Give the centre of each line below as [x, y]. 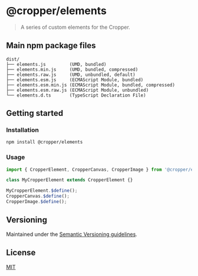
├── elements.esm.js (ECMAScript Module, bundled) [75, 80]
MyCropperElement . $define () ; [42, 191]
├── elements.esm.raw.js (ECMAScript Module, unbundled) [77, 90]
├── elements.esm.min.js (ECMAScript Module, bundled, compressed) [91, 85]
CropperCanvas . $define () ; [38, 196]
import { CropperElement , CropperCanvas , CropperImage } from [84, 169]
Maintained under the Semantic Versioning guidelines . [72, 234]
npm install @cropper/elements [44, 142]
